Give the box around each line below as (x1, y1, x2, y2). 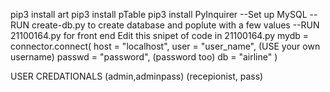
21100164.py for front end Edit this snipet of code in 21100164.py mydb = (10, 30, 310, 41)
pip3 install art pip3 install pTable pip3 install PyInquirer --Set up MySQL (10, 9, 308, 20)
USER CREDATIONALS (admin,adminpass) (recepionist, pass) (10, 70, 264, 82)
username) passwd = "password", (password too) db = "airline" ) (10, 51, 278, 63)
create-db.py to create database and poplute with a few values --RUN (31, 19, 320, 31)
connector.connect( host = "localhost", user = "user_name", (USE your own (10, 40, 321, 52)
